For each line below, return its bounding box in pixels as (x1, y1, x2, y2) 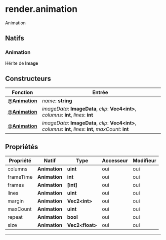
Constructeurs (5, 75, 51, 83)
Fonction (11, 89, 33, 96)
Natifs (5, 34, 25, 42)
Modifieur (132, 157, 157, 164)
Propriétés (5, 142, 39, 151)
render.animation (5, 3, 78, 15)
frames (7, 182, 24, 189)
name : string (41, 97, 73, 104)
